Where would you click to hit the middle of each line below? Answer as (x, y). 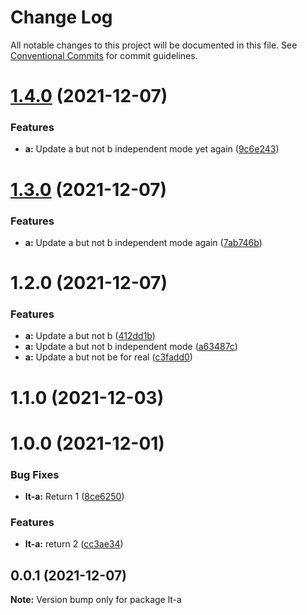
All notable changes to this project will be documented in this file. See (154, 45)
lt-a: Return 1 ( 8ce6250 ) (74, 497)
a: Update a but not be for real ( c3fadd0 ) (108, 357)
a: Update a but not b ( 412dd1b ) (90, 336)
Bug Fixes (35, 474)
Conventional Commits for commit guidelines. (104, 55)
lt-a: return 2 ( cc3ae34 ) (74, 544)
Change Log (61, 17)
